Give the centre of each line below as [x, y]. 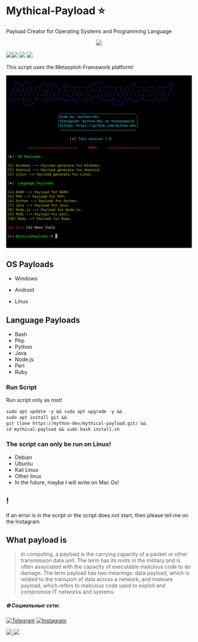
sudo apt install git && [37, 418]
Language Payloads [43, 320]
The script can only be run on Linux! [59, 445]
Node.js [24, 359]
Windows [26, 278]
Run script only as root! [34, 400]
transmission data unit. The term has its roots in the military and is [100, 560]
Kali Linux [27, 469]
